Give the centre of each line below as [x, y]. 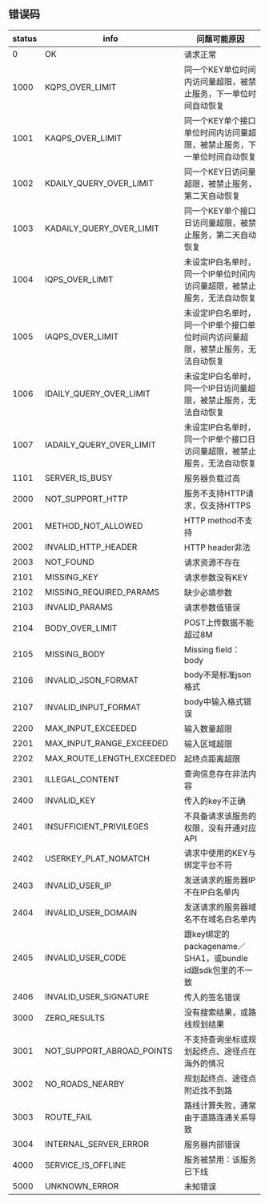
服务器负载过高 [212, 478]
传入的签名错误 [212, 997]
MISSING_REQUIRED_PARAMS [102, 591]
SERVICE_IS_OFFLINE [85, 1165]
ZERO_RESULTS [75, 1018]
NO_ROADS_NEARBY [84, 1084]
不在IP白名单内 [212, 892]
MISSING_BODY [75, 654]
